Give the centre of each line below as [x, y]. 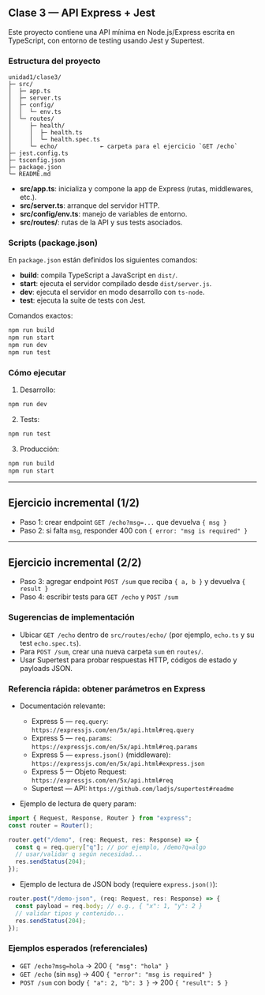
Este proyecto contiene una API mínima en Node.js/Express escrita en [121, 32]
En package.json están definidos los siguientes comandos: [103, 260]
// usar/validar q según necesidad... [79, 854]
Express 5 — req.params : [71, 737]
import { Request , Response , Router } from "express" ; [100, 818]
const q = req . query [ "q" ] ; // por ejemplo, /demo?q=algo [111, 847]
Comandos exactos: [41, 316]
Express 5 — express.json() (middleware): [101, 755]
